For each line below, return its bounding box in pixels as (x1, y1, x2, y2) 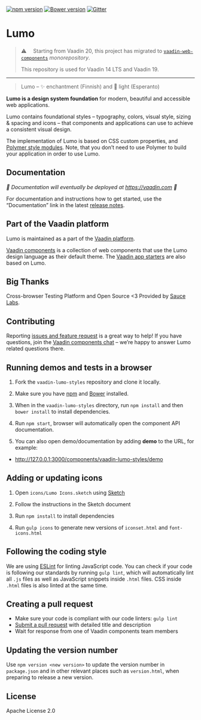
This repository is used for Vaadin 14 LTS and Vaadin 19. (20, 65, 159, 73)
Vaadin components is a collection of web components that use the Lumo (6, 246, 187, 253)
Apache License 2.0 (6, 707, 56, 715)
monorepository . (49, 54, 90, 61)
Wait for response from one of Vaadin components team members (14, 628, 178, 635)
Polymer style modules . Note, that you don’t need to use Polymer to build (6, 144, 187, 151)
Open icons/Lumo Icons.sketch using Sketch (14, 489, 126, 496)
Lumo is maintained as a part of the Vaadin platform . (6, 235, 136, 242)
